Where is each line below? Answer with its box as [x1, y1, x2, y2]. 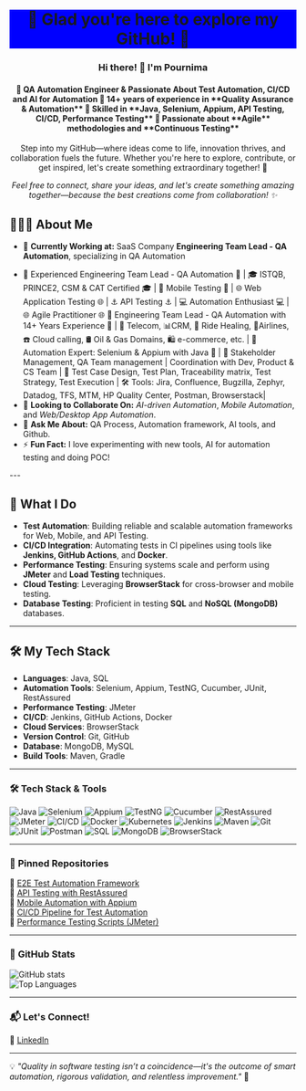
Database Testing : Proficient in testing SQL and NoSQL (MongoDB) [22, 598, 279, 609]
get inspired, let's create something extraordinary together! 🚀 [37, 163, 268, 173]
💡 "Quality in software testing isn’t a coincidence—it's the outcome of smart [9, 1060, 296, 1072]
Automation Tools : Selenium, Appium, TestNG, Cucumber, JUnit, [22, 682, 267, 693]
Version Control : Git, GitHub [22, 730, 130, 741]
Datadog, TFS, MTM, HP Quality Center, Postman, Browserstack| [22, 390, 267, 401]
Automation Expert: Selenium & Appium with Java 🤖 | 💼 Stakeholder [22, 347, 276, 358]
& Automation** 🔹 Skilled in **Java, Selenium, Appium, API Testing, [21, 103, 285, 114]
